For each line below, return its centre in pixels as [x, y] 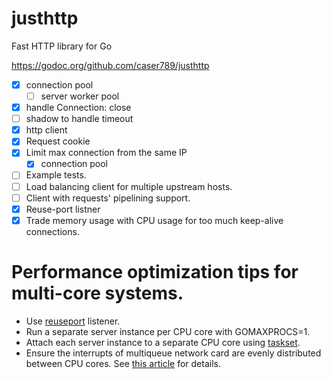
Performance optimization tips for [155, 271]
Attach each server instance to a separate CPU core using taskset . [163, 342]
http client [46, 130]
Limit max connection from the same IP [106, 153]
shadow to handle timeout [79, 119]
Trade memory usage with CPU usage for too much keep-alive [154, 220]
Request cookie [58, 141]
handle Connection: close [78, 108]
